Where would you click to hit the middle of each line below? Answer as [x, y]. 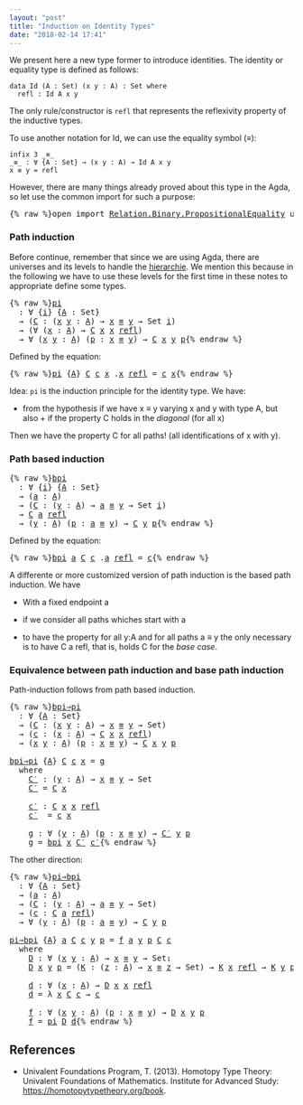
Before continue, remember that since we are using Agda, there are [134, 257]
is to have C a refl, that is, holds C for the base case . [120, 646]
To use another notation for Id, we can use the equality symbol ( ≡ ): [133, 138]
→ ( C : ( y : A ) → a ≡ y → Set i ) [92, 505]
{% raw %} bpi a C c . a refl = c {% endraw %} [110, 557]
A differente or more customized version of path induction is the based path [150, 575]
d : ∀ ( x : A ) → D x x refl [91, 985]
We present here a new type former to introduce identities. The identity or [147, 61]
